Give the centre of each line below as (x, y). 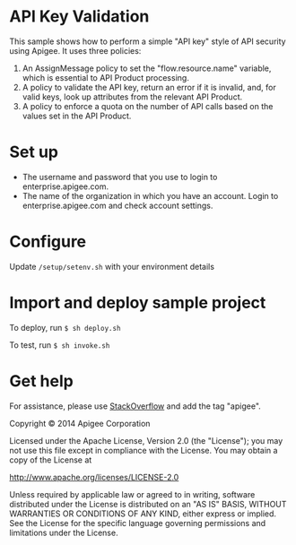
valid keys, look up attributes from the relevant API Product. (132, 97)
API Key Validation (79, 17)
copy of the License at (51, 460)
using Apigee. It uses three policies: (75, 50)
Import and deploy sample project (138, 303)
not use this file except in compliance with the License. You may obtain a (144, 450)
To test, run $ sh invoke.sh (60, 345)
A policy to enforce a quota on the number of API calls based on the (148, 106)
